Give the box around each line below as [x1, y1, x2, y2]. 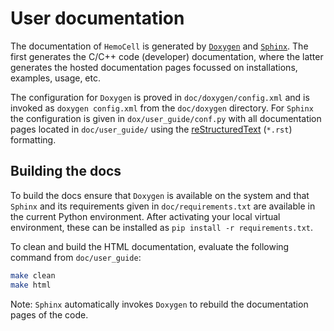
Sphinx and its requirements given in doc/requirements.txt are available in [10, 200, 316, 212]
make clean [10, 270, 56, 281]
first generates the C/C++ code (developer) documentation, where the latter [10, 50, 324, 62]
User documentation [10, 7, 185, 30]
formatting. [10, 133, 57, 146]
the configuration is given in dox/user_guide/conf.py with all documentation [10, 112, 322, 124]
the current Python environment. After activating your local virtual [10, 210, 281, 222]
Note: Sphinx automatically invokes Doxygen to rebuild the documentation [10, 298, 309, 310]
